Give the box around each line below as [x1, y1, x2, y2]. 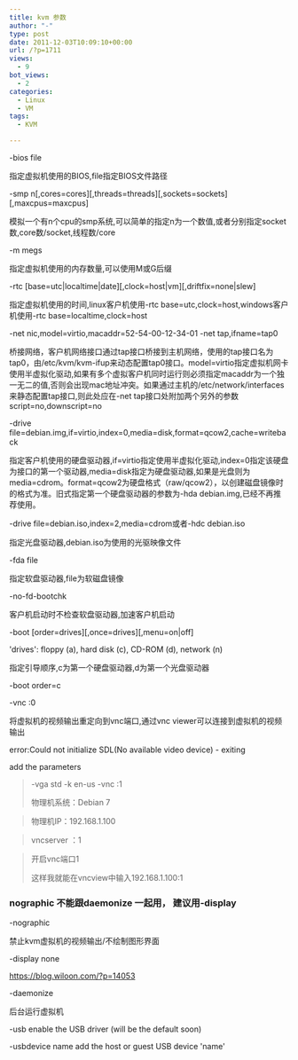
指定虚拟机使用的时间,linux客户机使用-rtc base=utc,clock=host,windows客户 [9, 299, 289, 310]
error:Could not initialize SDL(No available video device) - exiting [9, 744, 246, 755]
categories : [9, 87, 53, 96]
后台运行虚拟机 [9, 1006, 64, 1017]
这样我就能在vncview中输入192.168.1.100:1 [30, 873, 184, 883]
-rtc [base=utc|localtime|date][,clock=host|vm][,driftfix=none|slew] [9, 281, 256, 291]
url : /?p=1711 [9, 46, 62, 55]
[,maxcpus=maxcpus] [9, 198, 89, 208]
